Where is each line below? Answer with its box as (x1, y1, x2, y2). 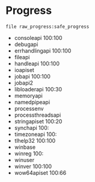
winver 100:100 (14, 163, 52, 170)
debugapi (14, 41, 38, 48)
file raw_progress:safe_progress (5, 24, 90, 30)
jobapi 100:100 (14, 73, 51, 80)
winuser (14, 156, 35, 163)
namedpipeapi (14, 98, 51, 106)
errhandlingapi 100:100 (14, 47, 72, 54)
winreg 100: (14, 149, 44, 157)
